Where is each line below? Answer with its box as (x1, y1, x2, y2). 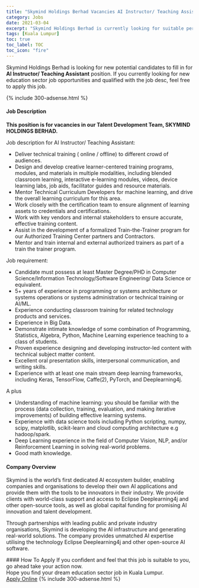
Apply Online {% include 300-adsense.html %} (6, 576, 121, 583)
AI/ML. (14, 300, 31, 307)
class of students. (14, 337, 59, 345)
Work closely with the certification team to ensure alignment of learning (14, 201, 190, 208)
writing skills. (14, 363, 47, 370)
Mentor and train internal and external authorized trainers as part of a (14, 239, 184, 246)
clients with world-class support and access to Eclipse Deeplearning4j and (6, 495, 189, 503)
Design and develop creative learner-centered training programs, (14, 163, 174, 170)
